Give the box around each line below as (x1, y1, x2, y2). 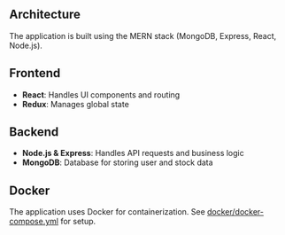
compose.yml (9, 216, 59, 227)
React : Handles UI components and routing (21, 89, 181, 100)
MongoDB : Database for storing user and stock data (21, 157, 214, 168)
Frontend (9, 66, 61, 81)
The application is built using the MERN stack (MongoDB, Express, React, (9, 30, 277, 41)
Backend (9, 124, 59, 140)
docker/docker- (206, 207, 264, 217)
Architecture (9, 7, 81, 22)
